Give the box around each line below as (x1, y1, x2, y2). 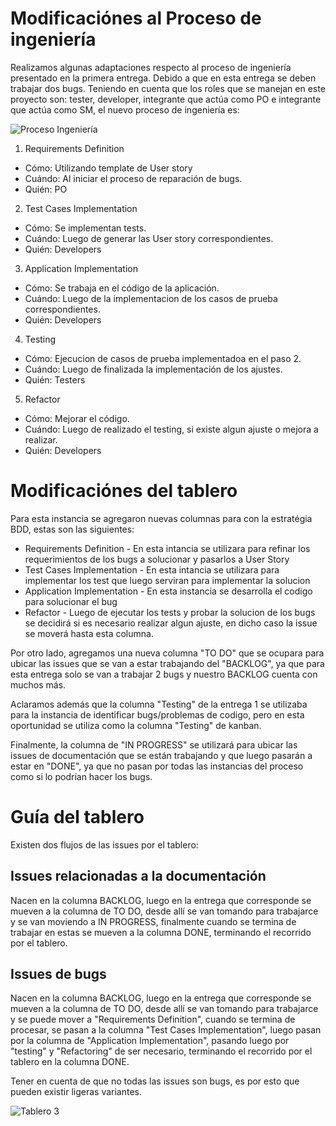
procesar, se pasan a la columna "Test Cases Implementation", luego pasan (10, 1024, 322, 1036)
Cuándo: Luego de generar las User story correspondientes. (24, 232, 274, 244)
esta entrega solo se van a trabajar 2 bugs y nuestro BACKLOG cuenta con (10, 668, 318, 680)
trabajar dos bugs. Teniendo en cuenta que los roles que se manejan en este (10, 82, 326, 94)
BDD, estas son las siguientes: (10, 523, 135, 535)
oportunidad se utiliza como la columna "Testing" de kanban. (10, 719, 262, 731)
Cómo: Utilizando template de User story (24, 162, 193, 174)
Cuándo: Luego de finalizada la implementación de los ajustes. (24, 363, 283, 375)
